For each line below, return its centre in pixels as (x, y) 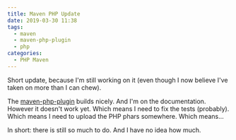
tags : (15, 27)
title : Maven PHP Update (44, 14)
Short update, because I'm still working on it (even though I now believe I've (118, 80)
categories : (25, 54)
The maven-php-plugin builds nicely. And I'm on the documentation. (107, 101)
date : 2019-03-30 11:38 (42, 21)
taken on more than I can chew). (54, 87)
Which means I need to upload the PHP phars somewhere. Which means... (116, 116)
